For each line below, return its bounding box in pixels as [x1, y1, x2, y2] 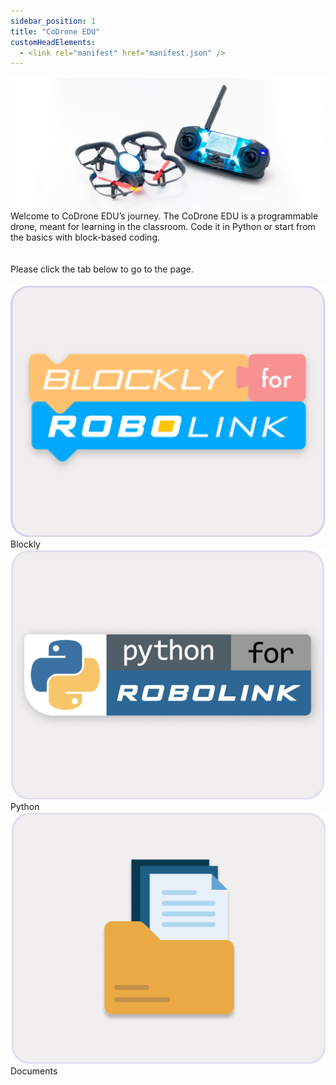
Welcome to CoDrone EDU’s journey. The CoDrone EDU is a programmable [10, 210, 319, 222]
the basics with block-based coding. [10, 231, 160, 243]
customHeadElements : [10, 37, 97, 47]
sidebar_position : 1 [10, 16, 97, 26]
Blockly [10, 538, 41, 550]
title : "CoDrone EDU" [10, 26, 101, 37]
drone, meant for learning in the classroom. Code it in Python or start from [10, 220, 316, 232]
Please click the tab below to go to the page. [10, 263, 194, 275]
